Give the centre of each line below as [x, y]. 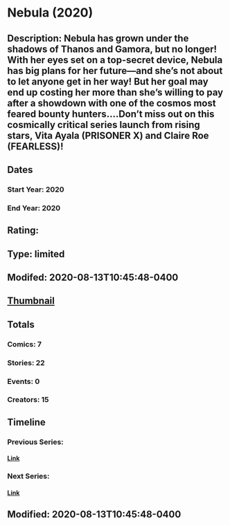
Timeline [27, 422]
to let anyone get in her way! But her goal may [108, 81]
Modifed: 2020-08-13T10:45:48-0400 [93, 277]
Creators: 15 [28, 400]
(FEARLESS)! [35, 146]
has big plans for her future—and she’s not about [115, 71]
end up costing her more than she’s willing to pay [115, 92]
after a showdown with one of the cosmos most [112, 103]
